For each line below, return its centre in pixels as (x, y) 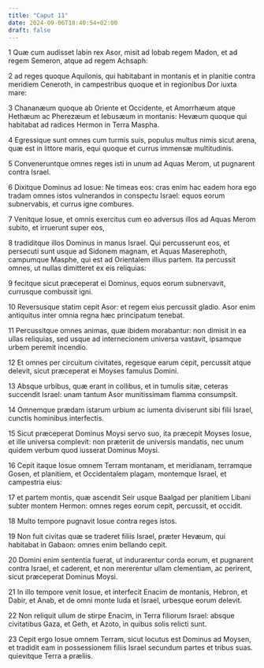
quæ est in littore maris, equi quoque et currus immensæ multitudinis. (121, 148)
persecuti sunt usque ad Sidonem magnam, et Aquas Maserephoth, (118, 251)
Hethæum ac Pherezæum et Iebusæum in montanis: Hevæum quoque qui (128, 117)
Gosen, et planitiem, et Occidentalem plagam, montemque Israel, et (117, 474)
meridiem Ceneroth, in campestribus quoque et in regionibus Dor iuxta (123, 84)
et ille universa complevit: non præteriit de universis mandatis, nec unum (126, 442)
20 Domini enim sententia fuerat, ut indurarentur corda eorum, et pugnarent (131, 560)
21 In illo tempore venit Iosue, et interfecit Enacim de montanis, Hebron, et (128, 592)
